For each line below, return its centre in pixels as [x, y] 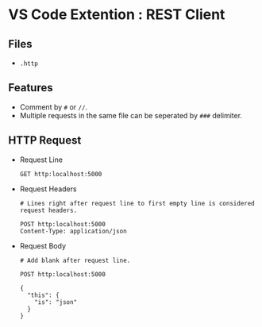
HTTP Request [45, 140]
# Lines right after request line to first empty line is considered [137, 203]
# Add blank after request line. [75, 260]
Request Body [42, 246]
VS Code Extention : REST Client [117, 15]
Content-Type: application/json [73, 231]
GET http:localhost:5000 [61, 174]
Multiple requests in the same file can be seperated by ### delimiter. [131, 115]
